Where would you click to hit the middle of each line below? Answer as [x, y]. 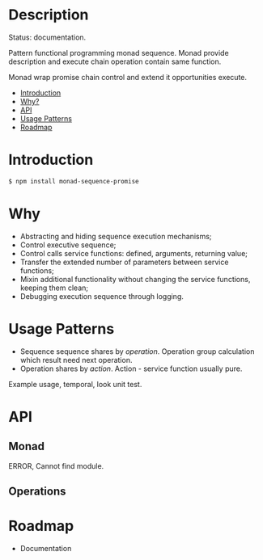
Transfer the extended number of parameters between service [124, 262]
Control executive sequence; [68, 245]
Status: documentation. [47, 37]
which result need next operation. [76, 360]
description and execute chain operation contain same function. [115, 61]
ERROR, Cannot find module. [56, 465]
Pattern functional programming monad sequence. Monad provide [119, 53]
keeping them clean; [54, 288]
